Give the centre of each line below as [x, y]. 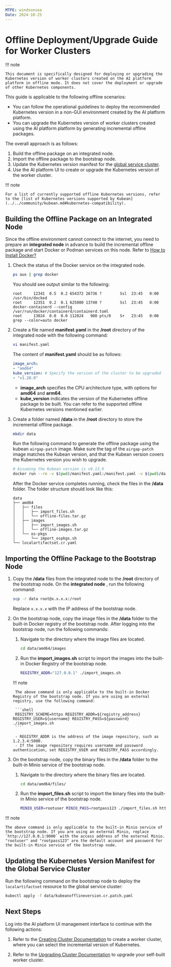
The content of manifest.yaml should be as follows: [67, 354]
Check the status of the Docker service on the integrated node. [79, 265]
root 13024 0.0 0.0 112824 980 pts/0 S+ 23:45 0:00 [85, 316]
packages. [24, 134]
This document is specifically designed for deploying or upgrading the [84, 74]
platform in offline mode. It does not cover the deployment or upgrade [84, 83]
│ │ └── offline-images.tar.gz [50, 530]
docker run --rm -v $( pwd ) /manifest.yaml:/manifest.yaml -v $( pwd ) [86, 474]
